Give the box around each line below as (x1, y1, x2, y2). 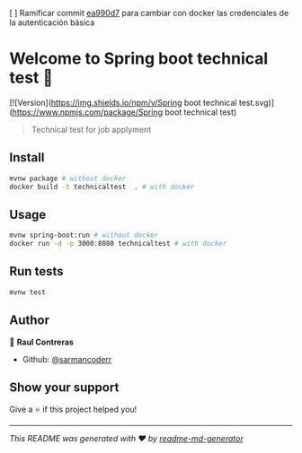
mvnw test (9, 287, 47, 297)
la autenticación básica (9, 17, 95, 28)
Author (9, 313, 49, 328)
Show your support (9, 379, 120, 395)
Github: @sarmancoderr (22, 353, 112, 364)
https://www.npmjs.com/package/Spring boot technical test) (12, 107, 237, 118)
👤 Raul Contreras (9, 336, 75, 347)
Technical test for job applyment (31, 124, 151, 135)
